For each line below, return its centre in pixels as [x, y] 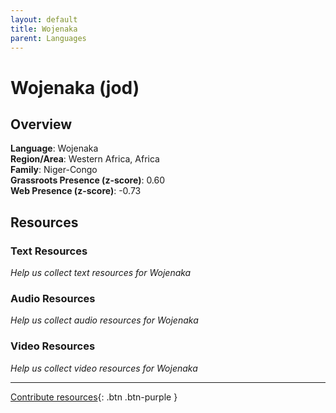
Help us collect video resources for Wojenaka [104, 368]
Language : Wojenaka [54, 148]
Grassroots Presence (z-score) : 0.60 [88, 180]
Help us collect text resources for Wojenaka [101, 273]
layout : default [44, 19]
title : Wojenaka [44, 29]
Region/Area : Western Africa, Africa [85, 159]
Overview [41, 124]
